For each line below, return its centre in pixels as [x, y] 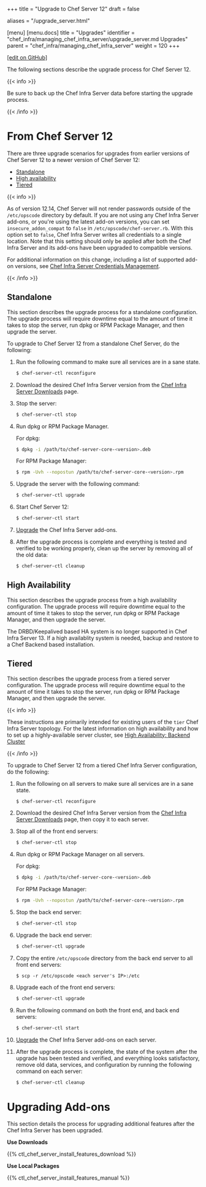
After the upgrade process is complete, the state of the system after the [106, 1051]
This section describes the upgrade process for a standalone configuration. [102, 312]
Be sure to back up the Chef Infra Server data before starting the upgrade [100, 93]
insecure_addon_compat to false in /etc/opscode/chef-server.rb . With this [100, 228]
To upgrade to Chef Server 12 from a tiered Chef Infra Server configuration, [102, 765]
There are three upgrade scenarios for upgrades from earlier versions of [98, 153]
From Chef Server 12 [60, 136]
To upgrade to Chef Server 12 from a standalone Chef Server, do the [93, 344]
